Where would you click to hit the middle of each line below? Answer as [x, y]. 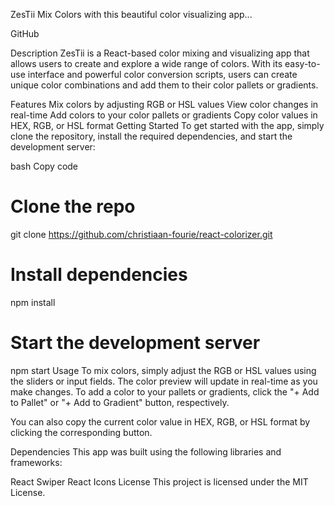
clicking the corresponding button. [81, 432]
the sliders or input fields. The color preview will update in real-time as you [164, 381]
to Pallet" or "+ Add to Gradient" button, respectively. [120, 402]
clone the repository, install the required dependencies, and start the [151, 136]
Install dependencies [99, 275]
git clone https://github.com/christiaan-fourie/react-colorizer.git [141, 234]
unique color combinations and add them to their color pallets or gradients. [164, 85]
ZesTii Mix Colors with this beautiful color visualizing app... [131, 14]
